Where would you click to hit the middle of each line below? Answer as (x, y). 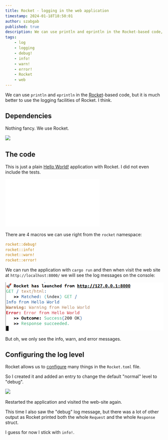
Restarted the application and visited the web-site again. (64, 402)
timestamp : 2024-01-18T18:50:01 (39, 16)
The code (20, 155)
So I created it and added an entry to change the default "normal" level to (81, 376)
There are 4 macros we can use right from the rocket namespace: (74, 234)
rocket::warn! (20, 255)
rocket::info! (20, 250)
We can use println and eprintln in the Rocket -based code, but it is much (82, 95)
